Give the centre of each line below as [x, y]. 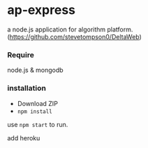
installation [27, 88]
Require [21, 54]
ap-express [41, 10]
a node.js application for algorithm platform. [70, 29]
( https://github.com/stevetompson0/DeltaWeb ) [74, 36]
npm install [35, 111]
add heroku [24, 138]
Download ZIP [37, 103]
